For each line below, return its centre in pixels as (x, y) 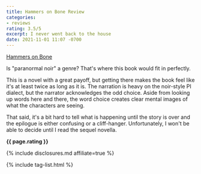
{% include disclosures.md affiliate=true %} (60, 153)
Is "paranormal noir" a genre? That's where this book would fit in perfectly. (98, 68)
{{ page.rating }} (27, 141)
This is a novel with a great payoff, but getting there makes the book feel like (100, 80)
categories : (21, 17)
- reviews (19, 23)
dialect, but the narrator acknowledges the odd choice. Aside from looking (98, 93)
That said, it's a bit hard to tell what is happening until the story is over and (98, 117)
